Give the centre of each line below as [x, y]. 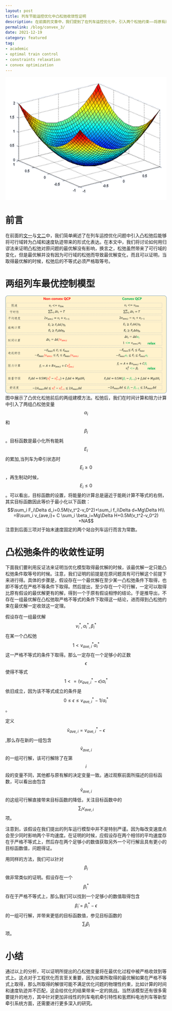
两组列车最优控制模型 [50, 284]
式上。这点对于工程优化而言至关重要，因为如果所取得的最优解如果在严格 [81, 978]
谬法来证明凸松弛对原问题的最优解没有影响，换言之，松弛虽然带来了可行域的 [86, 248]
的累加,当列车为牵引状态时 [33, 459]
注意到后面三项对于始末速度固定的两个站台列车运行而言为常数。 [72, 530]
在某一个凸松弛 [21, 636]
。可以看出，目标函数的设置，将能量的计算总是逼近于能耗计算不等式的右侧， [86, 495]
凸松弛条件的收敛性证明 [55, 552]
